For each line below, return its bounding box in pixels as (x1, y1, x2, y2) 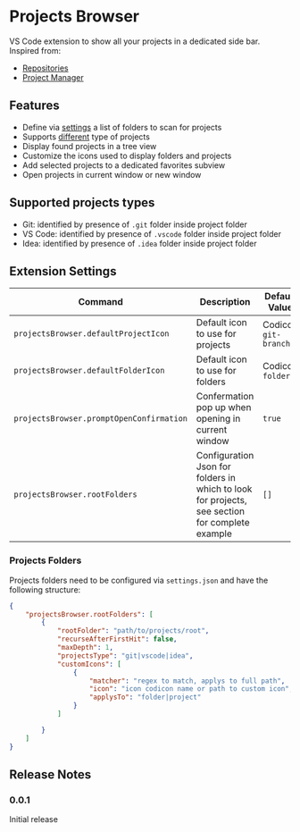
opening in (196, 413, 241, 425)
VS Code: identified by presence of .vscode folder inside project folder (21, 228, 281, 239)
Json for (196, 460, 231, 473)
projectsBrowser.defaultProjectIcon (13, 329, 170, 339)
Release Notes (9, 767, 92, 782)
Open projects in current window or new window (21, 169, 202, 180)
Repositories (21, 63, 69, 73)
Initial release (9, 814, 58, 825)
